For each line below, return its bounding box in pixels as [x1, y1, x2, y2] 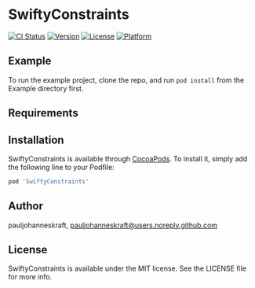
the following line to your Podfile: [8, 162, 115, 172]
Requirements [8, 106, 78, 120]
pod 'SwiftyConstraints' [8, 177, 89, 186]
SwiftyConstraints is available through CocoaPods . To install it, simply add [8, 153, 248, 163]
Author [8, 199, 43, 213]
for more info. [8, 272, 53, 282]
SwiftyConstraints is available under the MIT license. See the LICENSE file [8, 264, 247, 273]
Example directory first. [8, 83, 84, 93]
